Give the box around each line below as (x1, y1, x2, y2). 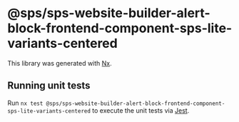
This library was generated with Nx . (7, 59, 112, 67)
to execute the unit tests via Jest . (92, 106, 190, 115)
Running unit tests (7, 80, 91, 92)
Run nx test (7, 98, 44, 107)
